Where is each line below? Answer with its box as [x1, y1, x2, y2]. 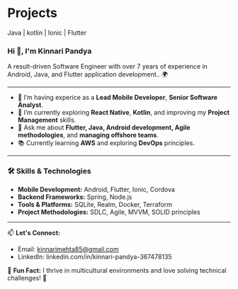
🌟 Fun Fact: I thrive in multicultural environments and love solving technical [7, 266, 227, 274]
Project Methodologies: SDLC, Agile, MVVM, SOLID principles [17, 208, 200, 216]
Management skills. [17, 115, 76, 125]
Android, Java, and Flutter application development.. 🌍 [7, 70, 169, 79]
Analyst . [17, 101, 44, 109]
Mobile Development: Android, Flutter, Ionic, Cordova [17, 185, 176, 193]
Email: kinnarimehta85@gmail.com [17, 244, 119, 253]
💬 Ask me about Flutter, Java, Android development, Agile [17, 123, 191, 132]
